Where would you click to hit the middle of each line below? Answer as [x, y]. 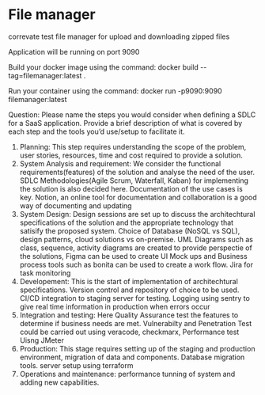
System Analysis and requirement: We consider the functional [120, 163]
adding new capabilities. [59, 382]
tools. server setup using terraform [76, 365]
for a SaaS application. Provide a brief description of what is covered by [125, 123]
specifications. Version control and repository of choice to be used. [129, 290]
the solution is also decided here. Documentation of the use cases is [131, 188]
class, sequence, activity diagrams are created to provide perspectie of [136, 248]
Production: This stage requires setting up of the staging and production [137, 348]
